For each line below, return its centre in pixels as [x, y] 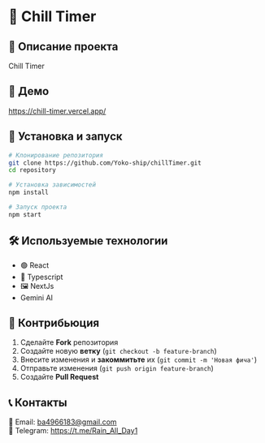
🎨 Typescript [41, 277]
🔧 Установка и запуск [65, 137]
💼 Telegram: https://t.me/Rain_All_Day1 [73, 431]
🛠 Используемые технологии [88, 241]
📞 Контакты [38, 402]
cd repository [33, 170]
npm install [28, 193]
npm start [25, 214]
